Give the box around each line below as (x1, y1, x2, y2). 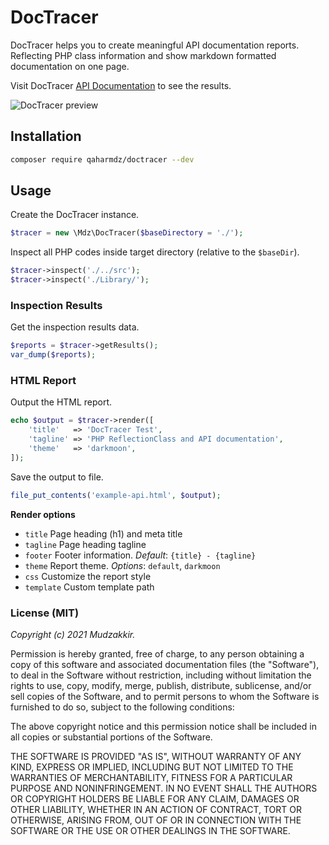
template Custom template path (24, 581, 155, 593)
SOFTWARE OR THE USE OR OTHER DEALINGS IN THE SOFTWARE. (10, 824, 291, 836)
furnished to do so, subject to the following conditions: (10, 701, 235, 713)
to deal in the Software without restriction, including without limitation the (10, 669, 312, 681)
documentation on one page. (10, 60, 130, 72)
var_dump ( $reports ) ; (10, 350, 97, 360)
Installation (10, 128, 82, 145)
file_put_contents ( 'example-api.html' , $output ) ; (10, 490, 222, 500)
